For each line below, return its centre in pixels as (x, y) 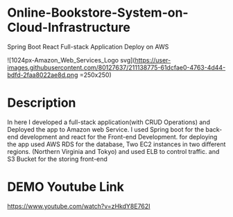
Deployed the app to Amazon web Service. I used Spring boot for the (106, 129)
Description (42, 103)
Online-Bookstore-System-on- (98, 13)
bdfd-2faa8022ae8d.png (43, 75)
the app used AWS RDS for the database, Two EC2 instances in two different (116, 144)
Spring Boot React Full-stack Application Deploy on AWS (88, 46)
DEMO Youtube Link (66, 187)
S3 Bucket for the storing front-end (57, 159)
